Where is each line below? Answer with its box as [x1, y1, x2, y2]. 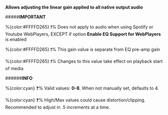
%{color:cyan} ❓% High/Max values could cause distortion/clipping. [5, 97, 146, 103]
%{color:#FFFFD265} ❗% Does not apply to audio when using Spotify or [5, 24, 153, 29]
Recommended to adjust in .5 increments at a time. [5, 104, 110, 110]
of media [5, 65, 24, 71]
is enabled [5, 36, 27, 42]
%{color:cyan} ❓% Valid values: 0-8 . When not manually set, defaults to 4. [5, 85, 159, 91]
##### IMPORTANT [5, 14, 46, 19]
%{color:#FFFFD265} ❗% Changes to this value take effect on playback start [5, 58, 163, 64]
